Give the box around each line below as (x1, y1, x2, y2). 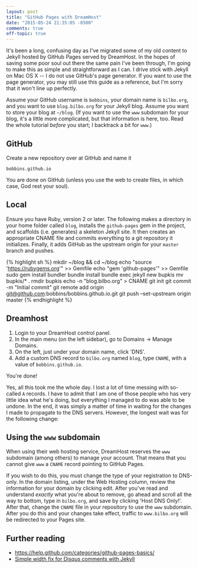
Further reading (6, 533, 65, 543)
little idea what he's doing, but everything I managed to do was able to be (6, 396, 185, 403)
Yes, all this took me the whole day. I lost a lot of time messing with (6, 384, 169, 391)
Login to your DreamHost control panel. (14, 329, 111, 336)
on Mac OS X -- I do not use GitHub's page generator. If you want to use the (6, 72, 192, 79)
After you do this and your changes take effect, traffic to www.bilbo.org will (6, 510, 189, 517)
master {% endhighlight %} (6, 296, 73, 303)
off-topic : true (6, 31, 46, 37)
